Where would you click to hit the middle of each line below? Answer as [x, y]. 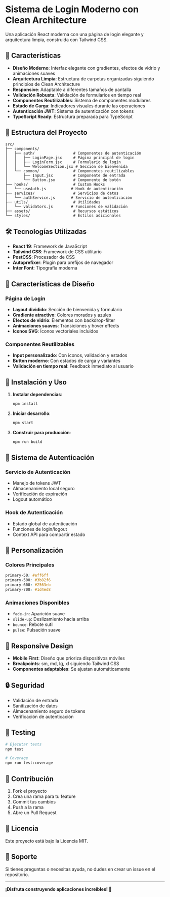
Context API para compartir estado [49, 534]
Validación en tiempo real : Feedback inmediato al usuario [73, 366]
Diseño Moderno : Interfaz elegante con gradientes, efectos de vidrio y [86, 68]
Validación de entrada [35, 700]
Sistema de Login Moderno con [72, 9]
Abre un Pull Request [34, 813]
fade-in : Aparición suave [38, 614]
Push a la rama [28, 808]
